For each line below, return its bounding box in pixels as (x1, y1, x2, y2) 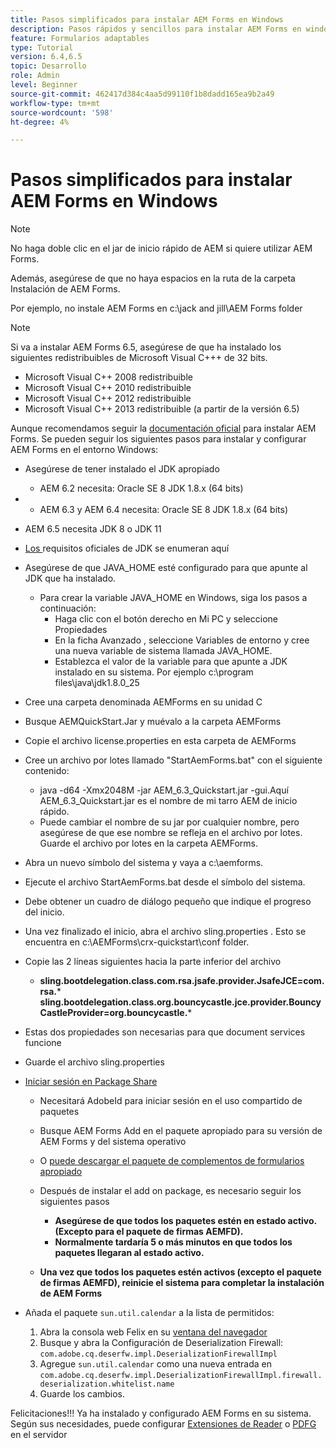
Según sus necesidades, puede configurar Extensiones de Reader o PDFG (10, 1418, 317, 1430)
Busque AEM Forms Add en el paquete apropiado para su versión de (39, 1125, 323, 1137)
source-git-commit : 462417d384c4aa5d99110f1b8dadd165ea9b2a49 (10, 89, 275, 99)
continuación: (39, 602, 97, 615)
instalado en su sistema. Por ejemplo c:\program (54, 666, 254, 678)
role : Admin (10, 71, 60, 81)
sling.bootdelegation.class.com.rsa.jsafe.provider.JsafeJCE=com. (39, 975, 325, 987)
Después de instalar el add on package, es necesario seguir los (39, 1185, 302, 1197)
